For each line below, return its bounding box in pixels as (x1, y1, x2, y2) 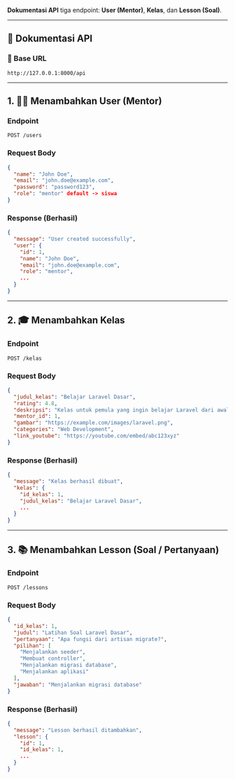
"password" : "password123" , (13, 183, 96, 191)
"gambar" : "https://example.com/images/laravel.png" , (13, 419, 173, 426)
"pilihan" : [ (13, 642, 52, 650)
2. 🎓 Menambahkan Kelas (7, 314, 125, 326)
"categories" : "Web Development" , (13, 426, 114, 433)
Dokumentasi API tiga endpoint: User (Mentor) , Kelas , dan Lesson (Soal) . (7, 6, 222, 14)
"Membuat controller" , (20, 655, 86, 662)
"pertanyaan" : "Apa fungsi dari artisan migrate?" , (13, 636, 168, 643)
